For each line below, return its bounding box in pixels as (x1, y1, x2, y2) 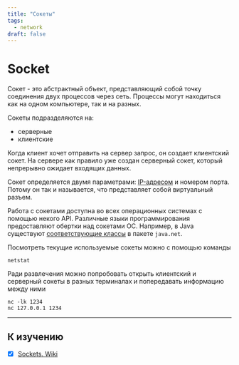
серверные (17, 128, 52, 136)
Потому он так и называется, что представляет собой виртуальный (7, 185, 213, 194)
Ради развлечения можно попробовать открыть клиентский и (7, 269, 197, 278)
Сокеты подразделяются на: (7, 113, 94, 122)
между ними (7, 284, 46, 293)
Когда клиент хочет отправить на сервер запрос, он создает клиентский (7, 149, 230, 158)
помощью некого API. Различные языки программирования (7, 215, 191, 223)
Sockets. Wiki (17, 350, 58, 358)
